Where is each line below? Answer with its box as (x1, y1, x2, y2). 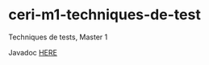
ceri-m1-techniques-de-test (8, 6, 202, 24)
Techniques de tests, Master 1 (8, 32, 108, 42)
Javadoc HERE (8, 47, 58, 57)
